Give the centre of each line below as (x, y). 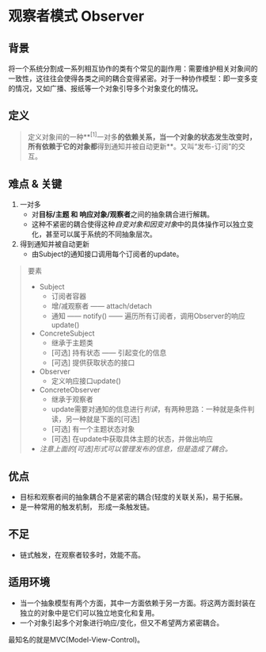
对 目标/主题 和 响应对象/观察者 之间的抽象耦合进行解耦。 (123, 214)
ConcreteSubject (67, 333)
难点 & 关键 (35, 184)
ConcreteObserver (70, 390)
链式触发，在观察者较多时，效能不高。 (82, 554)
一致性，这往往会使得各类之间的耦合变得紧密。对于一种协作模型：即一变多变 (133, 79)
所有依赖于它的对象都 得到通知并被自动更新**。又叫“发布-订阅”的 (133, 147)
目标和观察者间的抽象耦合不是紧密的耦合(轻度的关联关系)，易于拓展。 (133, 497)
